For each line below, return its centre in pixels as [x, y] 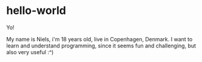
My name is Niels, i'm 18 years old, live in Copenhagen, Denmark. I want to [99, 39]
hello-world [36, 11]
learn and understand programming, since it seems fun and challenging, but [101, 46]
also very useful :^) [30, 52]
